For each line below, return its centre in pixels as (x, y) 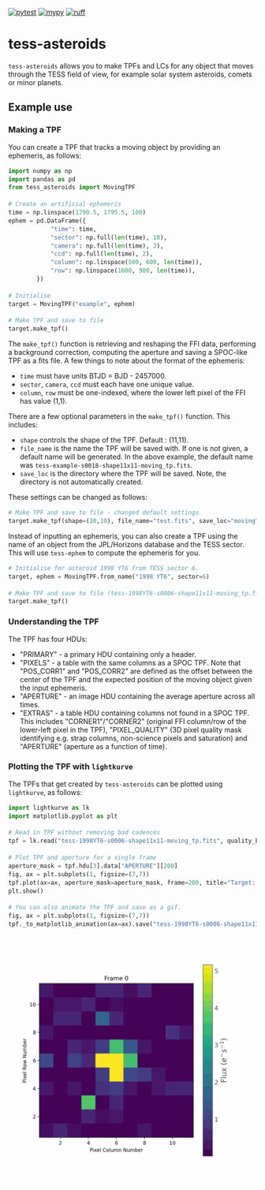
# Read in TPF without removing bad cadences (84, 833)
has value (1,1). (43, 401)
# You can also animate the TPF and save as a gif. (95, 908)
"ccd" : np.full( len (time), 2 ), (102, 254)
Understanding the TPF (54, 621)
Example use (41, 108)
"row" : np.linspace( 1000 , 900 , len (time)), (123, 271)
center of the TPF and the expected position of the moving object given (136, 679)
